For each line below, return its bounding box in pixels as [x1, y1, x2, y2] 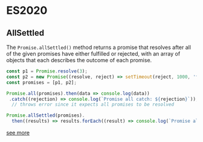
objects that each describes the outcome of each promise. [6, 57, 152, 63]
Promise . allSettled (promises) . [6, 112, 85, 118]
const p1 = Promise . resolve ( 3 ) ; [6, 68, 88, 74]
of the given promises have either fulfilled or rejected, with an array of [6, 50, 181, 57]
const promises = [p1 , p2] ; [6, 79, 77, 85]
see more [6, 129, 30, 136]
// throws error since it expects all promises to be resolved [11, 102, 174, 108]
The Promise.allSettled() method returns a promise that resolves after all [6, 44, 192, 51]
